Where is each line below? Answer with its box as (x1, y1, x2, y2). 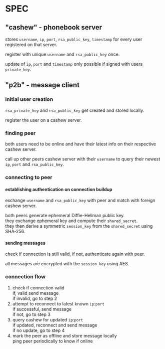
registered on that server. (5, 42, 57, 48)
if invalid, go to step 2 (12, 295, 57, 301)
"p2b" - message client (5, 81, 80, 89)
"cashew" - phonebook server (5, 23, 102, 32)
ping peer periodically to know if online (12, 338, 93, 344)
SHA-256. (5, 229, 25, 235)
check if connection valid (12, 284, 65, 291)
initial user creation (5, 96, 53, 103)
